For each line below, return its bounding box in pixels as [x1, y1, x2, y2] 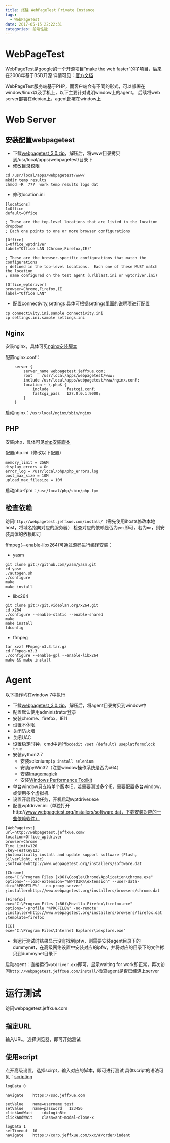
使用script [5, 1053, 38, 1061]
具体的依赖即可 [9, 531, 41, 537]
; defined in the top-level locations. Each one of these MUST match [5, 264, 158, 269]
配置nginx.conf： [5, 354, 42, 360]
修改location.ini [12, 192, 45, 198]
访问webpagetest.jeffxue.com [5, 1005, 68, 1011]
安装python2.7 [12, 752, 43, 758]
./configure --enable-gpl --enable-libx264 [5, 653, 99, 658]
